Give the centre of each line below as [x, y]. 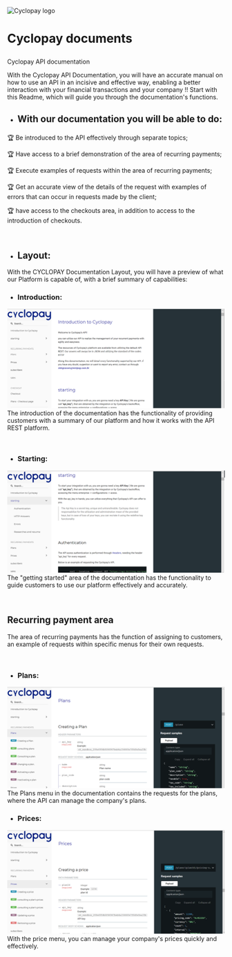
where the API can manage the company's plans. [77, 801]
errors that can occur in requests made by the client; [82, 196]
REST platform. [29, 428]
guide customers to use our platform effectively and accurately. [97, 585]
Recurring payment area [60, 620]
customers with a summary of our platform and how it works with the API [111, 420]
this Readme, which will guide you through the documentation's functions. [113, 97]
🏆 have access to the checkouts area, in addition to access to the [101, 210]
